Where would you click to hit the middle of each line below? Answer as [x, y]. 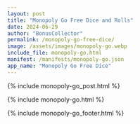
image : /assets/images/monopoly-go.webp [68, 46]
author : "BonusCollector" [45, 33]
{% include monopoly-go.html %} [56, 99]
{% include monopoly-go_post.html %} [64, 85]
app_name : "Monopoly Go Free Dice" [59, 66]
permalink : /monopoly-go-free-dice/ [61, 40]
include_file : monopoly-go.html [55, 53]
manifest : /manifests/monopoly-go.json [66, 60]
